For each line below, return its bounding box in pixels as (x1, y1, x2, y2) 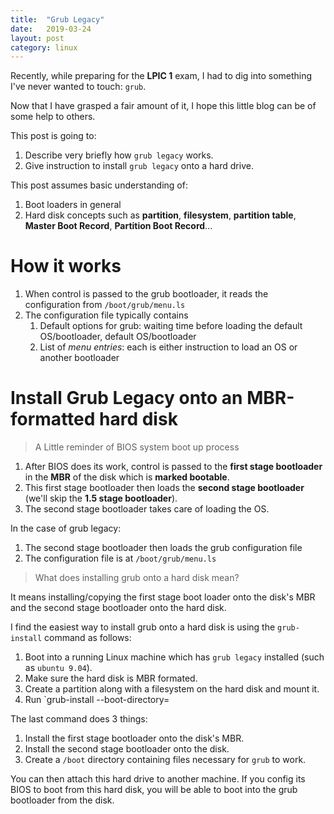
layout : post (10, 33, 65, 43)
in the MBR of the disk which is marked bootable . (24, 471, 230, 483)
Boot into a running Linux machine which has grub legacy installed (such (24, 651, 325, 663)
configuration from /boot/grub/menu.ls (24, 299, 186, 311)
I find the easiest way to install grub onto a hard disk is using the (10, 621, 276, 633)
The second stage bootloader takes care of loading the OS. (24, 503, 270, 515)
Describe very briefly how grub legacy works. (24, 149, 214, 161)
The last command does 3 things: (10, 713, 148, 725)
